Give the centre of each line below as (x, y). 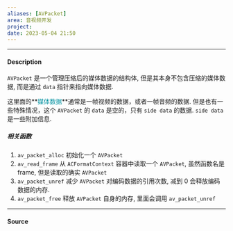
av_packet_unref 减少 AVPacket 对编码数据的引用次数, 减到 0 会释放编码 (119, 181)
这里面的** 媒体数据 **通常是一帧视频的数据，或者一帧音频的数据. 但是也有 (112, 102)
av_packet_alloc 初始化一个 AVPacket (70, 155)
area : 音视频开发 (29, 20)
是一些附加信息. (29, 119)
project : (20, 26)
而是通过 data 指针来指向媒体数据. (65, 87)
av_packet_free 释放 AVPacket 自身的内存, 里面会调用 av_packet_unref (116, 198)
